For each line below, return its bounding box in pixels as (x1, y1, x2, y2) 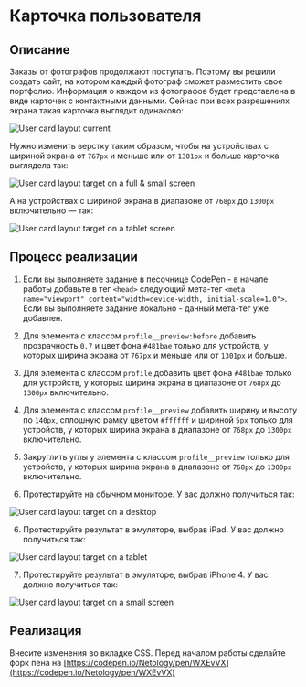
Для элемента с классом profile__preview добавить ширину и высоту (22, 404, 298, 415)
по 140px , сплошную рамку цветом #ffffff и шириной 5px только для (22, 413, 294, 425)
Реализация (9, 623, 82, 639)
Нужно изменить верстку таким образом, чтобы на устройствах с (9, 141, 269, 151)
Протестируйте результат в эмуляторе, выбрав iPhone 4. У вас (22, 569, 269, 580)
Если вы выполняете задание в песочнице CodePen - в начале (22, 274, 269, 284)
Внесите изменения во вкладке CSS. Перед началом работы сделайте (9, 647, 286, 659)
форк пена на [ (9, 657, 67, 668)
